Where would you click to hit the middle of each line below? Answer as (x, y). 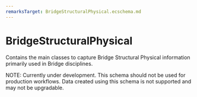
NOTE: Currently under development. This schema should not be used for (96, 75)
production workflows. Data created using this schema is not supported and (99, 81)
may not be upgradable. (35, 88)
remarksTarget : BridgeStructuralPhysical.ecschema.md (74, 12)
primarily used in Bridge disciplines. (49, 63)
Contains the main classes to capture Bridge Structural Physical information (98, 57)
